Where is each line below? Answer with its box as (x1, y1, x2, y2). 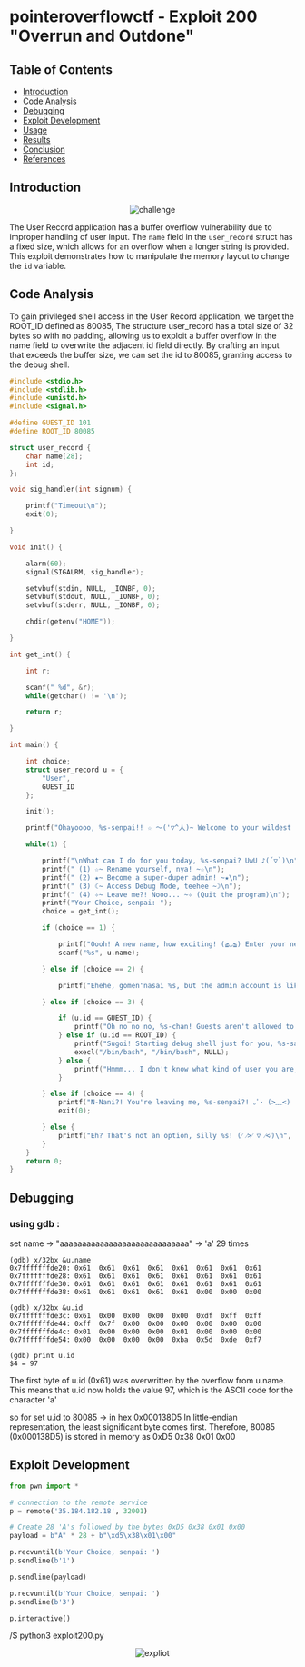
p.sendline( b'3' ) (9, 1597, 75, 1606)
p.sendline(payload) (9, 1572, 88, 1582)
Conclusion (22, 144, 65, 155)
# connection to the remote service (9, 1498, 148, 1507)
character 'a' (9, 1393, 57, 1405)
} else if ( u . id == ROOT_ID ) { (57, 1031, 177, 1040)
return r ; (25, 707, 64, 717)
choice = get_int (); (42, 907, 120, 916)
